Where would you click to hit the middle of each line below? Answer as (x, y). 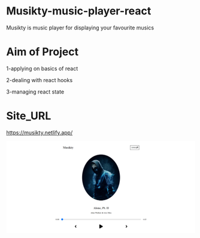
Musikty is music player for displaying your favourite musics (80, 28)
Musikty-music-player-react (79, 11)
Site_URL (29, 116)
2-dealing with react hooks (40, 80)
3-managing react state (35, 92)
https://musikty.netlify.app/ (40, 132)
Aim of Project (43, 52)
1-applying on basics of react (42, 68)
